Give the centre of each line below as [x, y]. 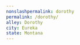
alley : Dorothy [25, 22]
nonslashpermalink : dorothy [40, 11]
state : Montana [25, 33]
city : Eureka [22, 28]
